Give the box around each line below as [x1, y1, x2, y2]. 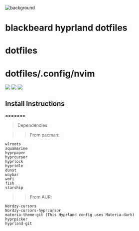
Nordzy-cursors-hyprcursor [5, 208, 61, 213]
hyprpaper [5, 150, 26, 156]
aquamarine [5, 146, 28, 151]
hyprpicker [5, 217, 28, 222]
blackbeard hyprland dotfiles [5, 22, 128, 33]
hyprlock [5, 159, 23, 164]
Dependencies [17, 122, 48, 128]
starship [5, 185, 23, 191]
